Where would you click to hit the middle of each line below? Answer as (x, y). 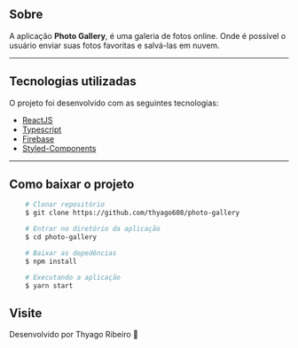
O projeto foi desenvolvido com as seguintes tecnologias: (114, 103)
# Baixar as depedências (71, 253)
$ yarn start (49, 286)
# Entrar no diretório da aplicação (93, 229)
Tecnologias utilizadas (73, 82)
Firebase (38, 139)
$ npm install (51, 261)
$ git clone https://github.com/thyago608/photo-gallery (133, 213)
